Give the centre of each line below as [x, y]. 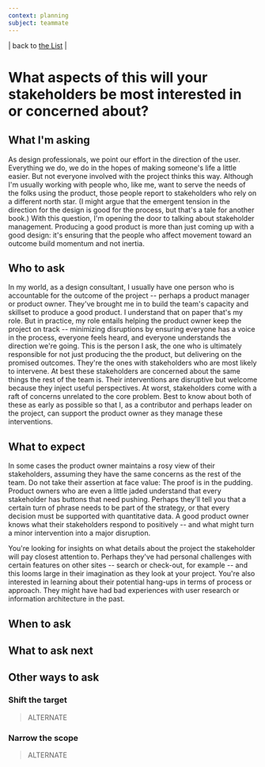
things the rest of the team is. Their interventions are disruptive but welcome [133, 380]
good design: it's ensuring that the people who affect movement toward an [130, 235]
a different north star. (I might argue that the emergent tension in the [119, 201]
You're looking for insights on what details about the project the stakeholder [132, 549]
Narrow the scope [44, 738]
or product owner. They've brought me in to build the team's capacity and [129, 304]
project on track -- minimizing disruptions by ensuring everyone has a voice [132, 329]
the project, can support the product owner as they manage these [115, 413]
